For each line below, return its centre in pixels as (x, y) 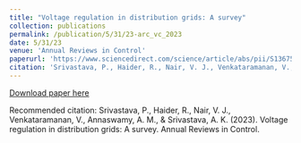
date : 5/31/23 (36, 42)
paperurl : (28, 59)
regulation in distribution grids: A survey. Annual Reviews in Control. (134, 129)
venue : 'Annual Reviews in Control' (77, 51)
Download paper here (49, 93)
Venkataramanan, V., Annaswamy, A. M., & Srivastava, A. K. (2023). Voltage (149, 119)
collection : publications (57, 26)
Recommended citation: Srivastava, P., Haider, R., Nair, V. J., (120, 110)
